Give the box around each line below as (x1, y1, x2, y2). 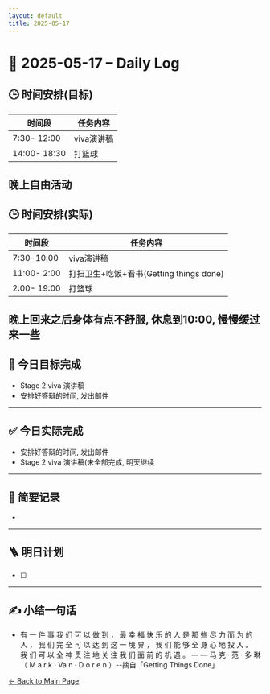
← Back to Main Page (8, 676, 80, 686)
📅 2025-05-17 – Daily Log (8, 54, 180, 72)
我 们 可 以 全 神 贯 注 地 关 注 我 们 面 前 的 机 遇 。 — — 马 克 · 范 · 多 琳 (19, 650, 261, 660)
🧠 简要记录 (8, 490, 60, 504)
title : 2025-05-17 (8, 19, 70, 27)
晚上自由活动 (8, 178, 72, 192)
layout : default (8, 11, 63, 20)
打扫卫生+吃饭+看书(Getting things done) (67, 267, 225, 279)
